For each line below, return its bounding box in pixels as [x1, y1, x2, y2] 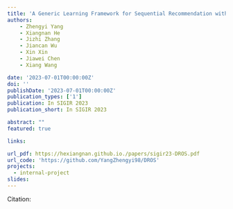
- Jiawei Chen [19, 55, 60, 62]
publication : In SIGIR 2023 [7, 100, 89, 107]
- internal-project [13, 170, 70, 176]
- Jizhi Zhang [19, 36, 60, 43]
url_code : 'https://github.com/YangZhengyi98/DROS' [7, 156, 159, 163]
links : [7, 138, 26, 145]
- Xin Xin [19, 49, 49, 56]
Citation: [7, 194, 31, 203]
